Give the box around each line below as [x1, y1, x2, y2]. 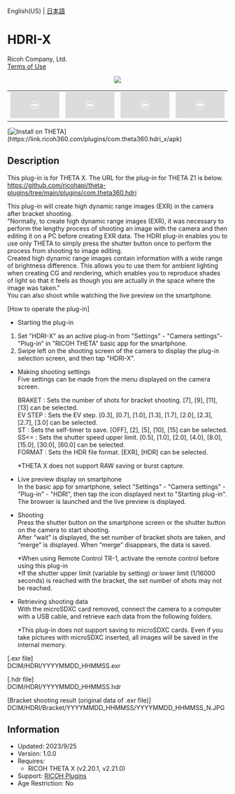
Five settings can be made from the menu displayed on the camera [17, 375, 211, 383]
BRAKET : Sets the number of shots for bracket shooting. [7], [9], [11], [17, 396, 218, 404]
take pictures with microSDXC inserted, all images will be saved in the [17, 633, 218, 642]
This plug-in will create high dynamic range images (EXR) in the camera [7, 202, 214, 210]
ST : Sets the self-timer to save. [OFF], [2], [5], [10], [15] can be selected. [17, 426, 228, 434]
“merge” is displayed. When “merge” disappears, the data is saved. [17, 540, 211, 549]
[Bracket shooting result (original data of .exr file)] [7, 695, 152, 705]
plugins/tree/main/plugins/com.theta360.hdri [7, 188, 137, 196]
